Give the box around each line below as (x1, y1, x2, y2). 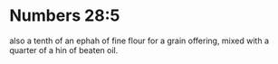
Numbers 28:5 (9, 5, 120, 26)
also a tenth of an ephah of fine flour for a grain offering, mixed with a (9, 35, 270, 46)
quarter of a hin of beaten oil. (9, 44, 119, 55)
